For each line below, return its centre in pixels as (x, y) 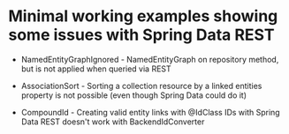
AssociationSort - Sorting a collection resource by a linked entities (141, 86)
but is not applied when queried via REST (96, 69)
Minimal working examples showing (143, 16)
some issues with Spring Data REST (141, 35)
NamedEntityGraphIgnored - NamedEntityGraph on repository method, (150, 59)
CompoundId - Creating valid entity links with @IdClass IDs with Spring (150, 112)
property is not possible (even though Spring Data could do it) (134, 95)
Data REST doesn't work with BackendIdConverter (113, 122)
